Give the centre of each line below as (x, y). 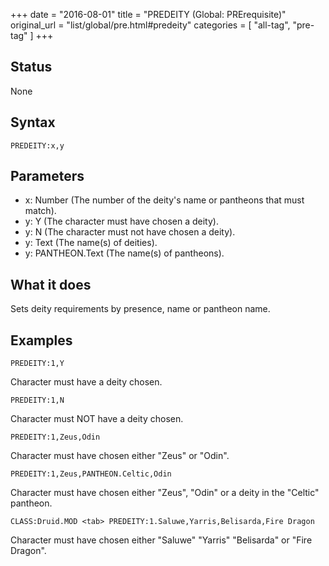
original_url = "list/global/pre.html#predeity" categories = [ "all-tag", (150, 25)
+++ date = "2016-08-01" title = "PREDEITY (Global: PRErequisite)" (148, 14)
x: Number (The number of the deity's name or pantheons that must (164, 200)
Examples (41, 340)
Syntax (33, 122)
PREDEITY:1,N (37, 400)
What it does (51, 284)
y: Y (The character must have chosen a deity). (121, 221)
